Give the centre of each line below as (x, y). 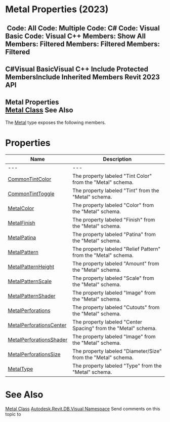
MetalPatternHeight (31, 267)
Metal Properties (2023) (57, 9)
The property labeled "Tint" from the (116, 190)
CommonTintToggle (31, 193)
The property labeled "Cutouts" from (116, 307)
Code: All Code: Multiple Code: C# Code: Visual (83, 28)
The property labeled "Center (108, 322)
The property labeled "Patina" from (114, 234)
